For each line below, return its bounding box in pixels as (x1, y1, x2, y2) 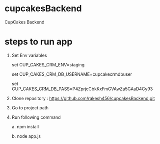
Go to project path (11, 104, 49, 110)
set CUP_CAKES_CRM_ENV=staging (11, 62, 85, 67)
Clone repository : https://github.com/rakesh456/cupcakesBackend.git (11, 95, 155, 101)
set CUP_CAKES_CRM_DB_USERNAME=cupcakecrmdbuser (11, 71, 133, 77)
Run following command (11, 114, 61, 120)
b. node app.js (11, 133, 41, 139)
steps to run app (4, 36, 73, 47)
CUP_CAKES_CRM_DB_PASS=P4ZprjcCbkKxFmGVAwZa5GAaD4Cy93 (11, 86, 153, 92)
